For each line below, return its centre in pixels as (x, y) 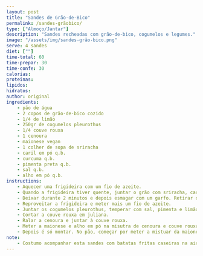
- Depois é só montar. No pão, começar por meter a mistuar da (98, 232)
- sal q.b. (31, 170)
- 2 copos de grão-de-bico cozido (60, 113)
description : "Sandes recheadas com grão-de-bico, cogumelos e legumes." (101, 35)
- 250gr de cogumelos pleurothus (59, 125)
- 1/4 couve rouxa (40, 130)
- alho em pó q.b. (40, 176)
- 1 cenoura (32, 136)
